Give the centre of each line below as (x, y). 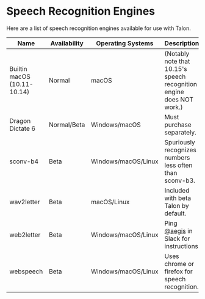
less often (178, 165)
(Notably (177, 53)
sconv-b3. (180, 180)
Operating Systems (125, 43)
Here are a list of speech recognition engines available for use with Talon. (99, 28)
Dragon (20, 120)
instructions (181, 246)
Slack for (177, 238)
